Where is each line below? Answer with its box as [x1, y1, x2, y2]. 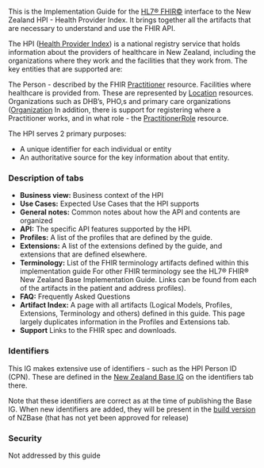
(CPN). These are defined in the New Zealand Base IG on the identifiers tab [8, 372, 254, 381]
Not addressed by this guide [8, 451, 101, 460]
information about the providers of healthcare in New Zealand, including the [8, 48, 256, 56]
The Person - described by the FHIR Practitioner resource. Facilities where [8, 79, 251, 89]
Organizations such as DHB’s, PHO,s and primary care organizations [8, 97, 231, 106]
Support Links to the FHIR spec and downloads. [19, 326, 177, 335]
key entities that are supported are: [8, 64, 123, 74]
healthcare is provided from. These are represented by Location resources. [8, 88, 254, 98]
